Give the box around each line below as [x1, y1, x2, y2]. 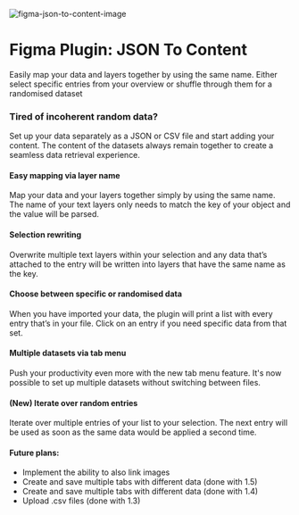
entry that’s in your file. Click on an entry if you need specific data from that [9, 318, 287, 328]
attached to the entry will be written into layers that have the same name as [9, 259, 286, 270]
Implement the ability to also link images [21, 467, 170, 478]
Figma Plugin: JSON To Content [9, 40, 248, 60]
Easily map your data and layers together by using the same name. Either [9, 69, 278, 79]
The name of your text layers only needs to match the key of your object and [9, 199, 291, 210]
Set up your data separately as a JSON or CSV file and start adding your [9, 130, 275, 142]
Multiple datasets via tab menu [9, 348, 127, 359]
